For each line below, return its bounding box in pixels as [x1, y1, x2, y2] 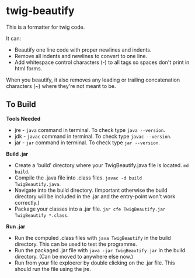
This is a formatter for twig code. [6, 23, 85, 30]
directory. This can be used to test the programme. [14, 240, 137, 248]
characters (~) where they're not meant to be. [6, 82, 116, 89]
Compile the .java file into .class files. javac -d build [14, 174, 142, 181]
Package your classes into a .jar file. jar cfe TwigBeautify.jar [14, 205, 166, 212]
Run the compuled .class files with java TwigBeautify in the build [14, 234, 171, 241]
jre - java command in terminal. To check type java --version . [14, 126, 165, 133]
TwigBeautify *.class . [14, 211, 69, 218]
